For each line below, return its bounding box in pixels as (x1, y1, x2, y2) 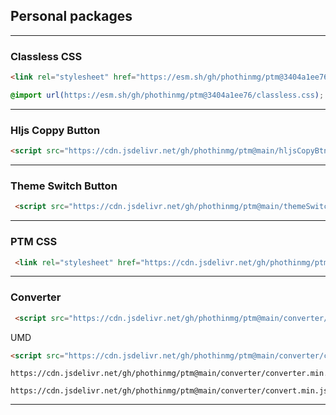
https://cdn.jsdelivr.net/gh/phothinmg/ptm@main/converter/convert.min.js (10, 386, 329, 396)
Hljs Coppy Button (10, 123, 101, 137)
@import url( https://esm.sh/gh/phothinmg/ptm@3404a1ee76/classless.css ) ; (10, 90, 325, 100)
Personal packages (10, 8, 133, 25)
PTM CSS (10, 235, 58, 249)
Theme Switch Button (10, 179, 118, 193)
